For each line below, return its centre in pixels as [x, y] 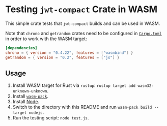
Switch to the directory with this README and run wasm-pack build [82, 107]
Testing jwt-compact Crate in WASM [81, 9]
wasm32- [146, 86]
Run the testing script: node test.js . [51, 118]
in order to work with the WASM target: [46, 39]
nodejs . [36, 112]
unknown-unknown [30, 91]
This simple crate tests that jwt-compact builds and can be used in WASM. [83, 23]
